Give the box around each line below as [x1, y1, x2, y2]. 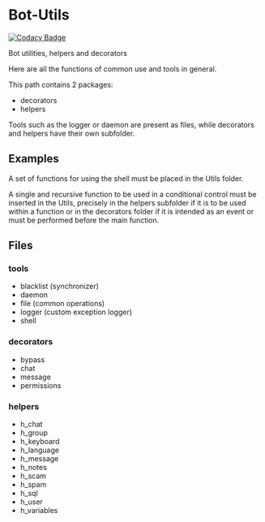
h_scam [19, 471, 47, 481]
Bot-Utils [8, 6, 71, 24]
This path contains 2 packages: [8, 80, 113, 89]
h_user [19, 497, 43, 507]
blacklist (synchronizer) [19, 282, 100, 291]
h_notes [19, 463, 47, 472]
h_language [19, 445, 59, 455]
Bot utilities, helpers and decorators [8, 48, 128, 58]
